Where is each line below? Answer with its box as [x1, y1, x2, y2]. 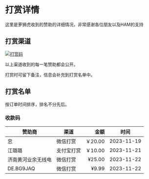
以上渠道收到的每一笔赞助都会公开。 [5, 61, 78, 67]
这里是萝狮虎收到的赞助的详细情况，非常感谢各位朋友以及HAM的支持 [5, 21, 144, 27]
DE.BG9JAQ [7, 165, 35, 172]
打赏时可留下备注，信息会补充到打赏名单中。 [5, 72, 95, 78]
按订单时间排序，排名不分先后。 [5, 101, 69, 107]
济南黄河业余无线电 [7, 156, 52, 163]
